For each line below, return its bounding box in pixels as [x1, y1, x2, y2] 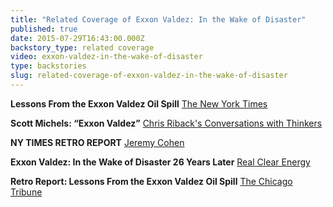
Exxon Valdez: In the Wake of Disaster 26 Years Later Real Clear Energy [10, 156, 311, 168]
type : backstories [10, 61, 87, 71]
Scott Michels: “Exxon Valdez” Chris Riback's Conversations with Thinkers [10, 117, 323, 129]
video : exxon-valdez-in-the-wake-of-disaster [10, 52, 203, 62]
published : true [10, 24, 78, 34]
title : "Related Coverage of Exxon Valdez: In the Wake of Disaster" [10, 14, 307, 25]
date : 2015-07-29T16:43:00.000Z [10, 33, 145, 43]
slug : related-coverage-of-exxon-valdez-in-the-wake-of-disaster [10, 71, 288, 81]
